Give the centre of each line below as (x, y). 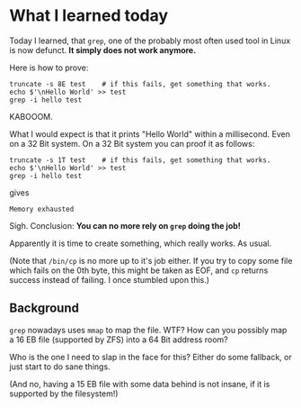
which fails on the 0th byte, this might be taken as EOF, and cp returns (139, 270)
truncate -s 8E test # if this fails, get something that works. (140, 84)
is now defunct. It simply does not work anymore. (103, 50)
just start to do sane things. (60, 367)
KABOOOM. (31, 116)
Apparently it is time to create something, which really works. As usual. (141, 243)
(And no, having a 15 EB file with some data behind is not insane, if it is (140, 384)
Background (44, 308)
